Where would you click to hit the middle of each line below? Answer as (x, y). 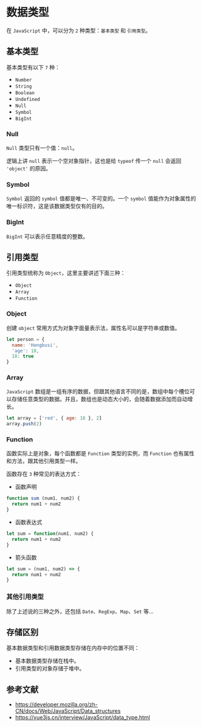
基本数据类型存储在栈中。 (47, 661)
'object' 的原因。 (29, 168)
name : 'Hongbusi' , (35, 345)
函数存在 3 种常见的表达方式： (44, 474)
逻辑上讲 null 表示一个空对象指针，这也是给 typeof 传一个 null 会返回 (94, 161)
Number (23, 80)
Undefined (28, 99)
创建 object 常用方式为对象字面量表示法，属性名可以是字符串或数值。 (93, 328)
